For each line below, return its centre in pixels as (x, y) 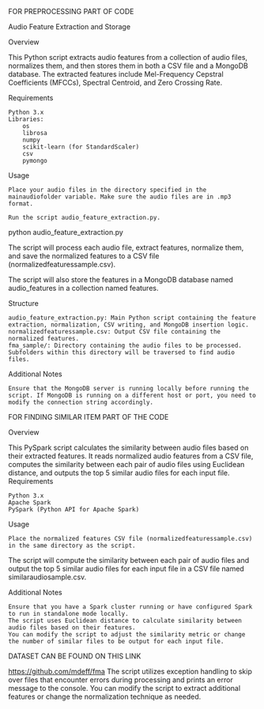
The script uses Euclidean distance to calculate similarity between (125, 620)
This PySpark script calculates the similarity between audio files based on (128, 447)
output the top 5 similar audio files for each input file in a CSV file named (126, 569)
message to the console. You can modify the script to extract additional (124, 688)
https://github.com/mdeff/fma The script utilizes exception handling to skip (130, 671)
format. (21, 204)
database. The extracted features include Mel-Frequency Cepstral (116, 74)
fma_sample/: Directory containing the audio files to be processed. (125, 345)
